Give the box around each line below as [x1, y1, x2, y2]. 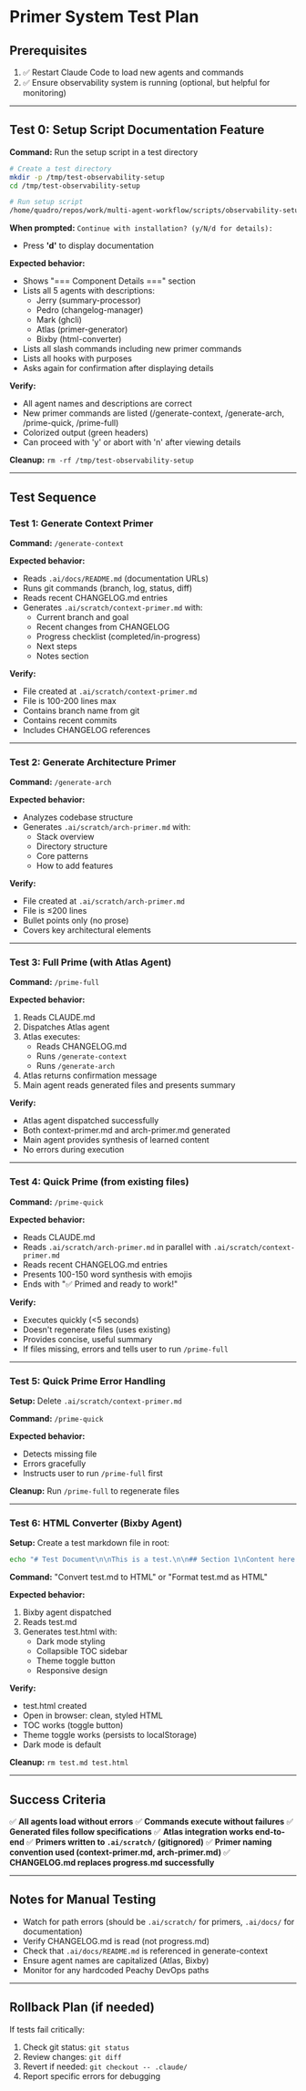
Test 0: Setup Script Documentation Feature [9, 122, 265, 138]
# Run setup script [9, 198, 84, 207]
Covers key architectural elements [22, 925, 152, 936]
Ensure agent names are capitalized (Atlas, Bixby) [22, 1954, 209, 1966]
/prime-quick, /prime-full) [22, 418, 119, 429]
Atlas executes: [22, 1031, 80, 1042]
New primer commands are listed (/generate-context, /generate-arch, [22, 408, 285, 419]
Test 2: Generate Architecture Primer [9, 755, 177, 768]
